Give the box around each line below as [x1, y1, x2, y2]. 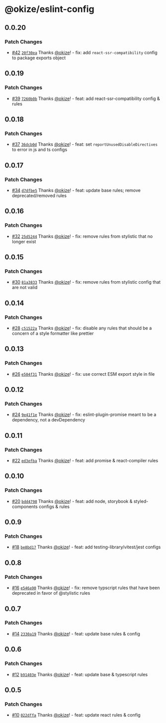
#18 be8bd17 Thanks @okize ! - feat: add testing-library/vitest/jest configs [11, 544, 161, 550]
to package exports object [11, 55, 66, 61]
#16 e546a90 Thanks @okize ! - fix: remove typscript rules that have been [11, 585, 160, 591]
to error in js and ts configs [11, 147, 68, 153]
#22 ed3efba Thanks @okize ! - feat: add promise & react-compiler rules [11, 458, 159, 464]
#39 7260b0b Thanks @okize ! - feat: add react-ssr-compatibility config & [11, 96, 160, 102]
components [11, 504, 38, 510]
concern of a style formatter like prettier [11, 330, 94, 336]
